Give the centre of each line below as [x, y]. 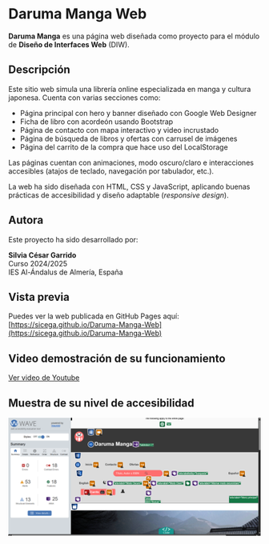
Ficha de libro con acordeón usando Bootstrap [96, 122]
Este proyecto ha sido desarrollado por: [73, 239]
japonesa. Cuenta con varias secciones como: [84, 98]
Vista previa [39, 297]
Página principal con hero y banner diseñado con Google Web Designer [138, 113]
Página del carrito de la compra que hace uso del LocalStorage [124, 147]
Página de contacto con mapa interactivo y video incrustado [119, 130]
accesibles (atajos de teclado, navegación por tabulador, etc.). [111, 171]
